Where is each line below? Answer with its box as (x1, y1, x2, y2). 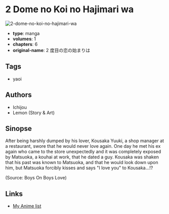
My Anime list (12, 203, 42, 209)
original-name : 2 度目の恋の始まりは (12, 47, 91, 53)
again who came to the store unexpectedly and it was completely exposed (5, 149, 161, 155)
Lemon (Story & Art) (12, 110, 55, 116)
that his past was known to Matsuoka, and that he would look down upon (5, 159, 159, 166)
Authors (5, 91, 32, 99)
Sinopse (5, 124, 32, 133)
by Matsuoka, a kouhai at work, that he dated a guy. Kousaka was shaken (5, 154, 159, 160)
